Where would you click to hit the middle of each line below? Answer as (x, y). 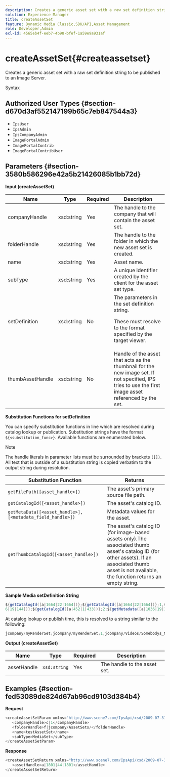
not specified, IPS (135, 379)
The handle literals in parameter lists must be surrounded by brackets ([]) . (83, 457)
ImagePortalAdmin (31, 140)
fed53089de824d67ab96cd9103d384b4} (73, 696)
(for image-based (129, 532)
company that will (135, 214)
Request (14, 708)
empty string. (123, 583)
